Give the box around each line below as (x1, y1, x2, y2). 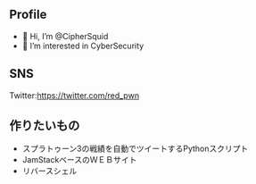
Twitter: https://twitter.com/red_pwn (9, 89, 140, 101)
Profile (9, 7, 47, 22)
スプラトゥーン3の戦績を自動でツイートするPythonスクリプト (21, 143, 249, 155)
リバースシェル (21, 165, 78, 177)
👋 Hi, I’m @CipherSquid (21, 30, 109, 41)
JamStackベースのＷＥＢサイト (21, 155, 137, 165)
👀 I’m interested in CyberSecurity (21, 40, 145, 51)
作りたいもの (9, 118, 80, 133)
